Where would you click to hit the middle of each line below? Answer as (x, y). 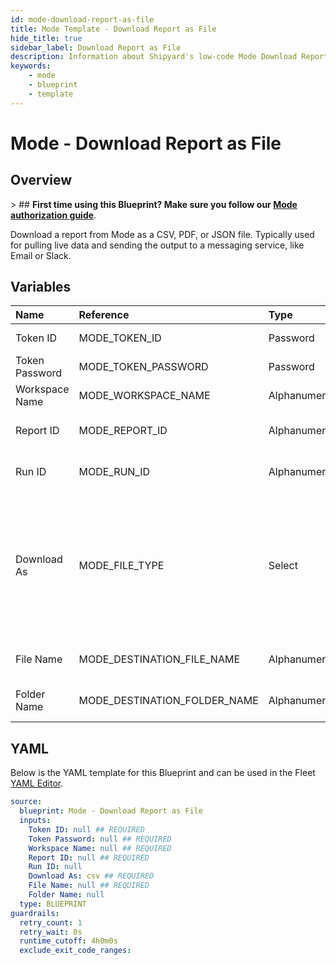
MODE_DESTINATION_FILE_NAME (159, 659)
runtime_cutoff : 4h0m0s (68, 941)
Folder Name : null (66, 895)
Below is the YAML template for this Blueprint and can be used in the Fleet (163, 773)
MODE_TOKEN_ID (120, 338)
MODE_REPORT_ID (123, 431)
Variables (41, 287)
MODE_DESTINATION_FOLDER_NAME (168, 701)
